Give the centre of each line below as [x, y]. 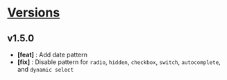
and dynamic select [45, 69]
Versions [34, 13]
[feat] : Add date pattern [52, 54]
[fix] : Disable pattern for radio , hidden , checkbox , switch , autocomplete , [119, 62]
